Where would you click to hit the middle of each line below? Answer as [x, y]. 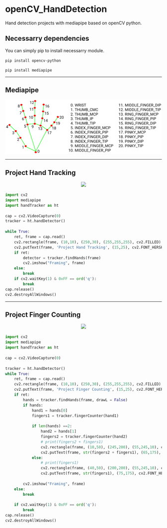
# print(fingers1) [60, 463]
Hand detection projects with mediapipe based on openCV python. [74, 23]
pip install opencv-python [33, 61]
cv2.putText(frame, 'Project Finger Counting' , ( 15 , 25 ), [74, 390]
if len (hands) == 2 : [52, 426]
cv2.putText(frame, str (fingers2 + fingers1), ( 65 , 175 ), [101, 452]
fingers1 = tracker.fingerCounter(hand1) [75, 416]
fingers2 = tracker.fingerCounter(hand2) [84, 437]
